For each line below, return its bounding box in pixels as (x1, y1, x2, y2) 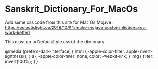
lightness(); (5, 53, 28, 59)
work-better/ (5, 29, 31, 35)
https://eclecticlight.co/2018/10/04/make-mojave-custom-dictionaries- (5, 24, 147, 30)
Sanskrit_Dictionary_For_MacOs (5, 3, 138, 14)
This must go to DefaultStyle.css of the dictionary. (5, 39, 105, 44)
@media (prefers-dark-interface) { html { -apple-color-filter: (5, 48, 125, 54)
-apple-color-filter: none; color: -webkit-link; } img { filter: (38, 53, 154, 59)
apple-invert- (126, 48, 153, 54)
